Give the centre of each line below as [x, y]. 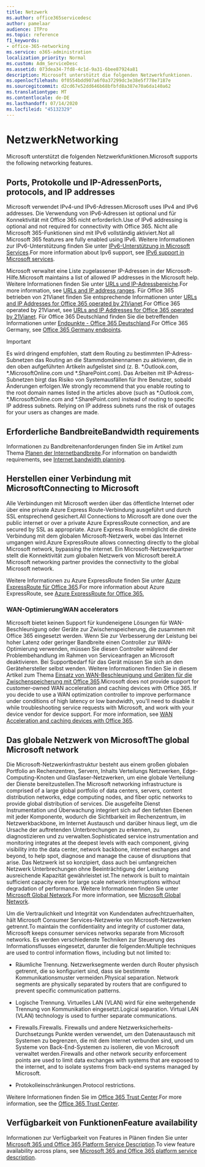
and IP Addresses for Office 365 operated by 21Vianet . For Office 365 [93, 304]
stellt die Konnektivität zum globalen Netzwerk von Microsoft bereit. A [94, 555]
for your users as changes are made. [53, 412]
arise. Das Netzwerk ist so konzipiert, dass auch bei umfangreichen [91, 862]
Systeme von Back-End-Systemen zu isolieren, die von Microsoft [97, 1047]
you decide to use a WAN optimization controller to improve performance [99, 694]
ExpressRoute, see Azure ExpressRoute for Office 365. [75, 593]
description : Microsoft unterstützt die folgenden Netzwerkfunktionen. [99, 75]
